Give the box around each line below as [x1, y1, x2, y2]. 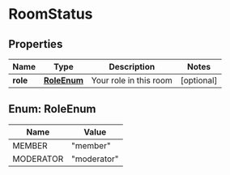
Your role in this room [91, 75, 172, 86]
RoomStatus [8, 5, 93, 23]
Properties [8, 37, 63, 51]
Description [109, 62, 155, 72]
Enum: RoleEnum [8, 102, 96, 116]
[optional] [180, 75, 218, 86]
